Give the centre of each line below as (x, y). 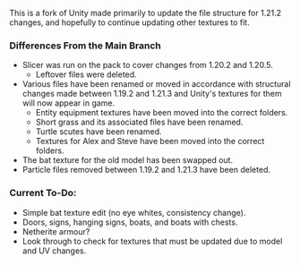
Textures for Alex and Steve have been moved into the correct (150, 141)
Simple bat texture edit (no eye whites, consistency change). (134, 212)
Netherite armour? (56, 231)
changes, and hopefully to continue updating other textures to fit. (129, 22)
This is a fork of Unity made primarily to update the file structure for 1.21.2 (146, 13)
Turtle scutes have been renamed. (99, 132)
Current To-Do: (43, 193)
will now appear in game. (69, 103)
